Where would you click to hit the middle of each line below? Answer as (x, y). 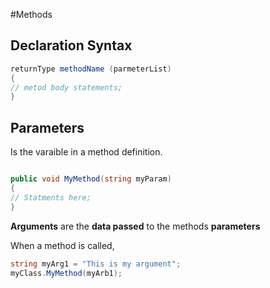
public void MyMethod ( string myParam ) (91, 179)
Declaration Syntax (71, 45)
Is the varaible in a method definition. (86, 152)
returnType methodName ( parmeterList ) (91, 69)
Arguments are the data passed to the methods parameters (135, 226)
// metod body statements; (66, 87)
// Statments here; (51, 197)
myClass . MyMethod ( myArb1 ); (66, 273)
